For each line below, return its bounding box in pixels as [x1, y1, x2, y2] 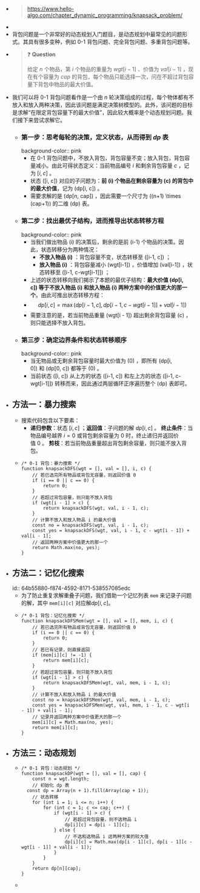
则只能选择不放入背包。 [30, 319, 89, 326]
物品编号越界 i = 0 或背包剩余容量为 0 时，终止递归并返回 [30, 431, 174, 439]
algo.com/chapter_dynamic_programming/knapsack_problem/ [27, 12, 183, 19]
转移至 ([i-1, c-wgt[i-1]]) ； [44, 269, 110, 276]
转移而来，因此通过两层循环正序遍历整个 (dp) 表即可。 [54, 380, 190, 387]
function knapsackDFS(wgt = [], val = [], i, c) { [21, 465, 152, 471]
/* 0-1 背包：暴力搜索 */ [21, 460, 81, 467]
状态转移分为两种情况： [41, 245, 100, 253]
